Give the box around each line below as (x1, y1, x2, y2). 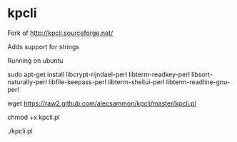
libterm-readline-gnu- (166, 77, 231, 86)
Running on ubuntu (7, 56, 64, 65)
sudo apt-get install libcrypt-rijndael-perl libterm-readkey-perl (7, 70, 191, 78)
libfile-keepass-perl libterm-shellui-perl (49, 77, 165, 86)
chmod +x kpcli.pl (7, 113, 61, 121)
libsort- (191, 70, 213, 78)
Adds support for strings (7, 42, 80, 51)
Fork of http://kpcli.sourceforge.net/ (7, 29, 114, 37)
